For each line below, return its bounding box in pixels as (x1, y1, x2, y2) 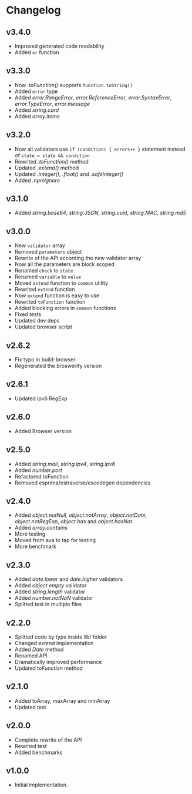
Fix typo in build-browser (14, 356, 76, 363)
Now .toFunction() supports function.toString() (14, 81, 133, 88)
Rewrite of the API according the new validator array (14, 254, 142, 262)
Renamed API (14, 652, 48, 659)
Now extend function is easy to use (14, 292, 100, 299)
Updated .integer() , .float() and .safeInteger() (14, 170, 124, 177)
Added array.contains (14, 524, 68, 531)
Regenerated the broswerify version (14, 363, 102, 370)
